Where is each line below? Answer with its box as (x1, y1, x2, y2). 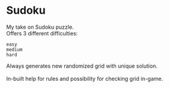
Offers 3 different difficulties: (6, 29, 78, 37)
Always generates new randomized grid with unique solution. (6, 62, 158, 69)
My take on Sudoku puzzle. (6, 23, 74, 31)
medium (6, 46, 23, 53)
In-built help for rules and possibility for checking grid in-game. (6, 75, 164, 82)
